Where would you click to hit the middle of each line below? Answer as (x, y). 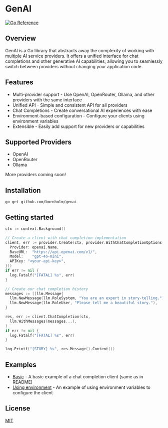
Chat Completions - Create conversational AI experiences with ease (82, 110)
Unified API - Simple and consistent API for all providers (70, 105)
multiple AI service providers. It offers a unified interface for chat (72, 56)
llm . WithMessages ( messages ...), (43, 321)
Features (19, 83)
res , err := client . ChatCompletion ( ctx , (48, 317)
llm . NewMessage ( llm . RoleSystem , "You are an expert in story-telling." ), (88, 298)
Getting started (29, 217)
